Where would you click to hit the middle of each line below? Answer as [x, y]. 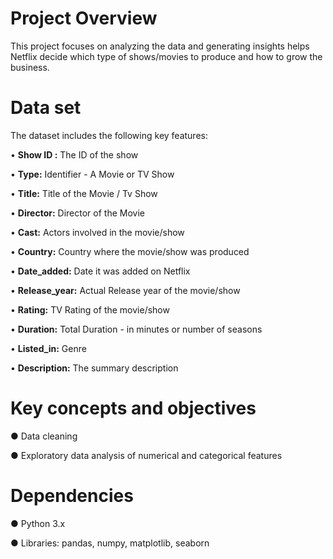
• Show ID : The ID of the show [74, 154]
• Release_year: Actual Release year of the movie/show [125, 290]
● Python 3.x [38, 523]
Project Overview [84, 18]
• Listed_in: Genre [48, 348]
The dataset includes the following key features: [109, 135]
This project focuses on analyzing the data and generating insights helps [160, 46]
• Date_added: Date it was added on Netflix [100, 271]
